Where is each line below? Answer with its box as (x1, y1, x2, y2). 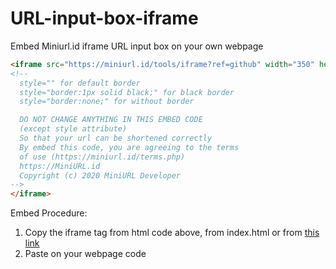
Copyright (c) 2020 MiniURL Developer (19, 170, 182, 181)
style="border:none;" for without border (19, 97, 195, 107)
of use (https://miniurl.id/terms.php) (19, 152, 186, 162)
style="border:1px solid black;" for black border (19, 87, 235, 97)
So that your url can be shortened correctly (19, 133, 213, 144)
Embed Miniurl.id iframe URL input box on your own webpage (10, 40, 264, 52)
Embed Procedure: (10, 207, 88, 219)
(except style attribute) (19, 124, 128, 134)
